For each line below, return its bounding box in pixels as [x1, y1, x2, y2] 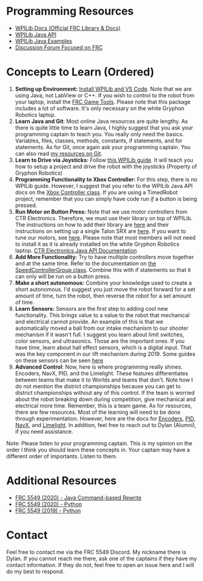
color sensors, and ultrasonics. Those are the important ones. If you [15, 337, 185, 344]
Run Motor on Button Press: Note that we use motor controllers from [15, 208, 188, 215]
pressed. [15, 201, 38, 209]
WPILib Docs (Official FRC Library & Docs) [15, 24, 121, 32]
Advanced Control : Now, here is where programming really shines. [15, 363, 183, 371]
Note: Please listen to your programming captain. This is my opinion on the [6, 439, 193, 447]
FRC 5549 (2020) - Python [15, 500, 82, 507]
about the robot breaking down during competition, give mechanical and [15, 395, 196, 403]
